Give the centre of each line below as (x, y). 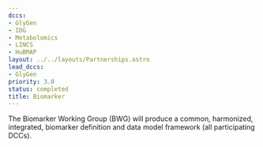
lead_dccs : (26, 67)
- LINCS (21, 45)
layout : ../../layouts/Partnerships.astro (79, 60)
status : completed (38, 89)
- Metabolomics (33, 38)
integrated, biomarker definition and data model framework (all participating (131, 127)
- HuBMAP (23, 52)
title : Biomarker (37, 96)
